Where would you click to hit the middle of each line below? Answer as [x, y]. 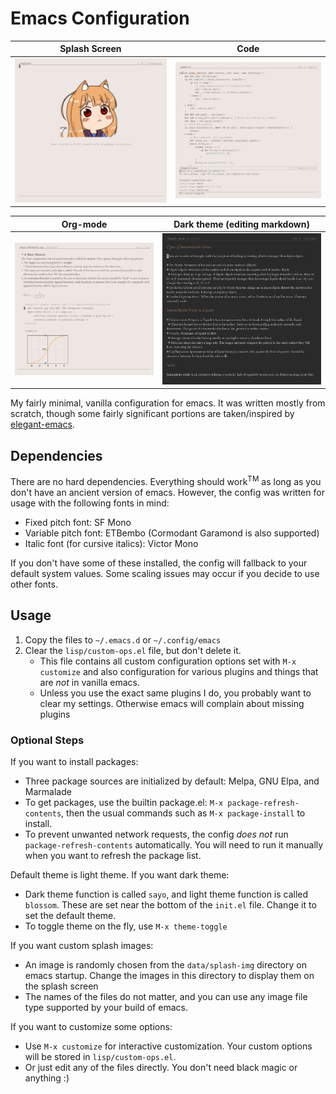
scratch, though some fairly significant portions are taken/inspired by [152, 414]
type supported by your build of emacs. [106, 1008]
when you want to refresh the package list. [113, 856]
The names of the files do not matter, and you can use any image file [166, 997]
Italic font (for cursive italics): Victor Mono [111, 543]
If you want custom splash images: [82, 946]
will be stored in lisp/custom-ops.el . [100, 1057]
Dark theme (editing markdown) [241, 224]
